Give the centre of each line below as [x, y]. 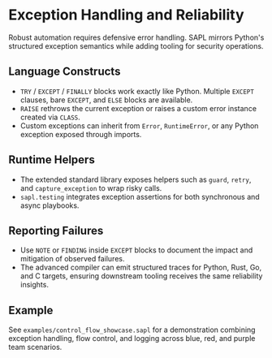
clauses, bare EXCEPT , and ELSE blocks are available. [106, 100]
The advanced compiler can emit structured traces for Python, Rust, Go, [141, 267]
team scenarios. [35, 347]
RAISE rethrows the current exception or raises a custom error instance [138, 108]
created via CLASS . [50, 117]
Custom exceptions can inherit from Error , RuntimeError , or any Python [139, 125]
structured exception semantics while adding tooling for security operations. [136, 45]
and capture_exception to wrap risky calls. [91, 188]
